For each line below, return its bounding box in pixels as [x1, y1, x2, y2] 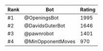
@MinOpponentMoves [24, 38, 76, 45]
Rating [80, 6, 96, 13]
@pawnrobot [24, 30, 54, 37]
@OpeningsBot [24, 15, 59, 21]
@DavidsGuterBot [24, 22, 66, 29]
